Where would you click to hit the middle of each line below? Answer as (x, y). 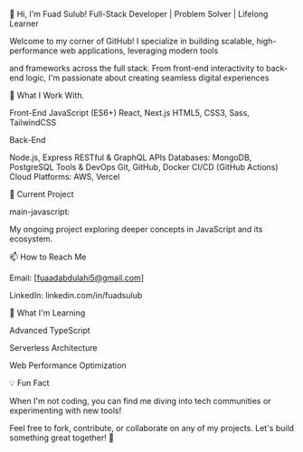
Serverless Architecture (53, 348)
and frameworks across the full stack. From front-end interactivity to (137, 68)
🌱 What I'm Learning (47, 313)
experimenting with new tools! (66, 410)
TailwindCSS (33, 122)
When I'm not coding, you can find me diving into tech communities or (140, 401)
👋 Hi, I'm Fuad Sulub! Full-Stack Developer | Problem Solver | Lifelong (139, 14)
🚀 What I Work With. (47, 95)
